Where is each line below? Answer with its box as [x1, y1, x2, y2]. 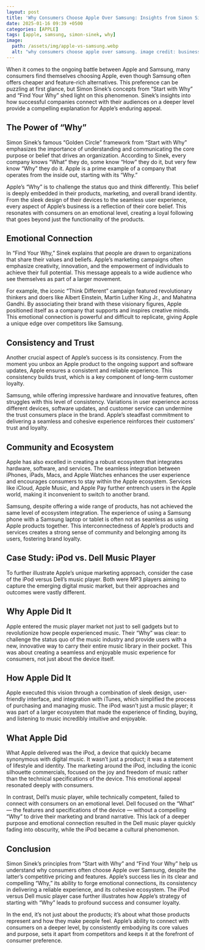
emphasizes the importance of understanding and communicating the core [6, 145, 195, 152]
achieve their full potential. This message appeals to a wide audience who [6, 269, 192, 276]
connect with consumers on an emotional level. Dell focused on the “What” [6, 800, 195, 807]
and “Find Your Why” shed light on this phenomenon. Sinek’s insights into [6, 91, 191, 99]
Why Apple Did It [6, 607, 72, 617]
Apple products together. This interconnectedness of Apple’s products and [6, 522, 194, 529]
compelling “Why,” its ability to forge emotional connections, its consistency [6, 880, 197, 887]
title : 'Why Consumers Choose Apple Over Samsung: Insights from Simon [6, 15, 192, 21]
